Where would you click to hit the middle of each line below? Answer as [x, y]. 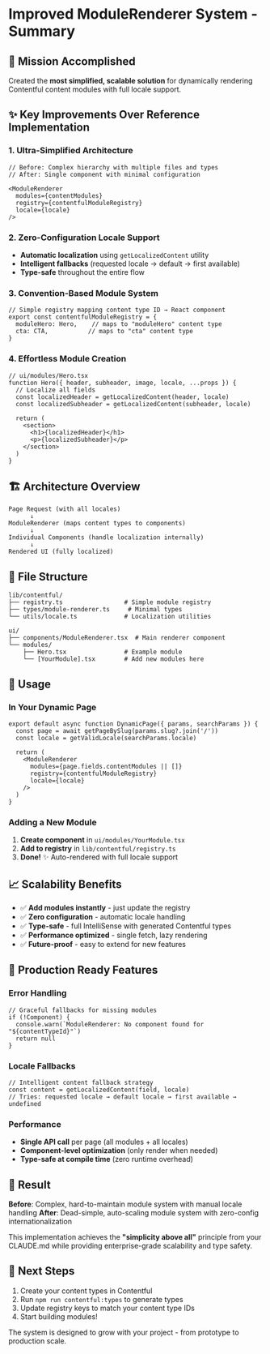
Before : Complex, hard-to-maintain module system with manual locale [125, 1204]
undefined [25, 1103]
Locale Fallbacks [42, 1065]
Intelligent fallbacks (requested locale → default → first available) [130, 264]
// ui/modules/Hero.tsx [49, 375]
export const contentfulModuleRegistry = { [83, 317]
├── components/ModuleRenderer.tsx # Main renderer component [117, 638]
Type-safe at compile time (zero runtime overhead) [107, 1159]
